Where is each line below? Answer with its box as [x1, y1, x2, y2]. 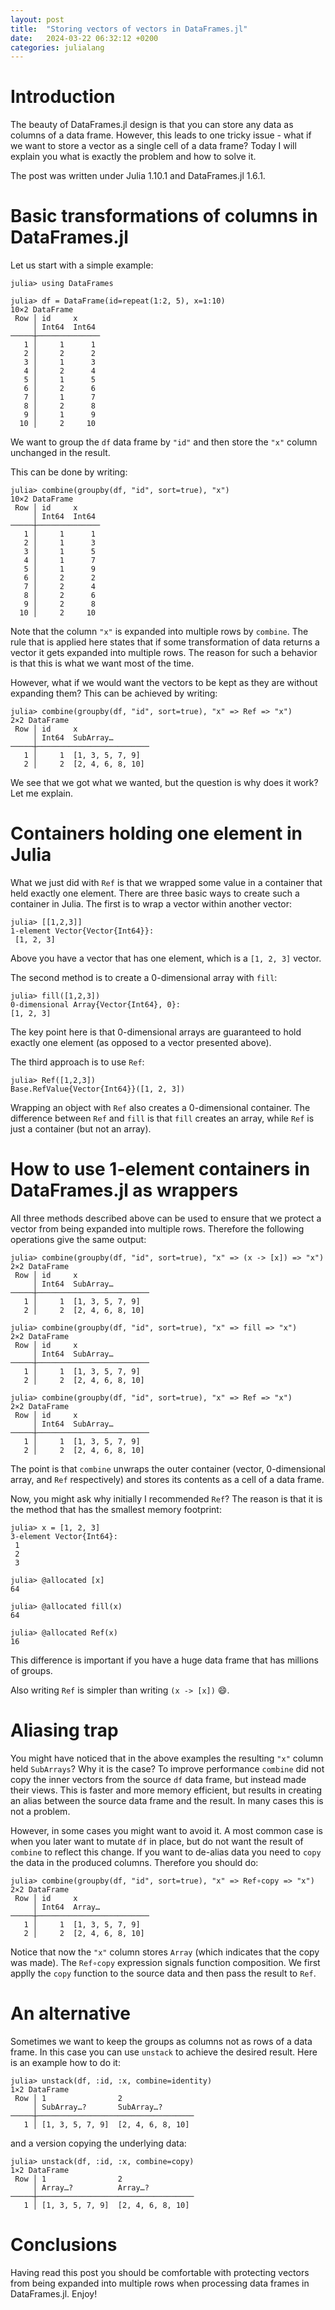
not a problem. [10, 1805, 71, 1817]
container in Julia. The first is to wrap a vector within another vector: [10, 898, 293, 910]
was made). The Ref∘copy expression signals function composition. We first [10, 1956, 321, 1968]
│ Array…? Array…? [32, 2182, 150, 2193]
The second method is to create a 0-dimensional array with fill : [10, 972, 278, 984]
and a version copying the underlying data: [10, 2137, 187, 2149]
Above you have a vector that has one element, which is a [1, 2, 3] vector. [10, 952, 322, 965]
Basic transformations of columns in [10, 205, 318, 228]
